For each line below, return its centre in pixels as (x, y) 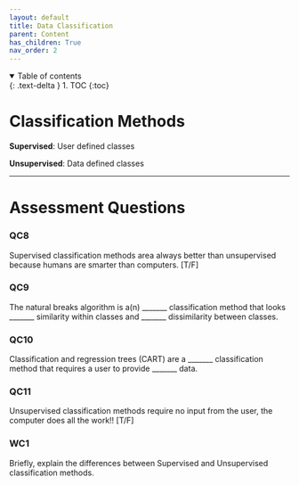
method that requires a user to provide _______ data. (104, 369)
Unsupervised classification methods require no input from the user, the (141, 411)
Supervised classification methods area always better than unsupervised (143, 255)
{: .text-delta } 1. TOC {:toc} (59, 86)
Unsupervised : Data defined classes (77, 164)
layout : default (39, 17)
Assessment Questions (97, 208)
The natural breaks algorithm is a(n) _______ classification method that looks (148, 307)
